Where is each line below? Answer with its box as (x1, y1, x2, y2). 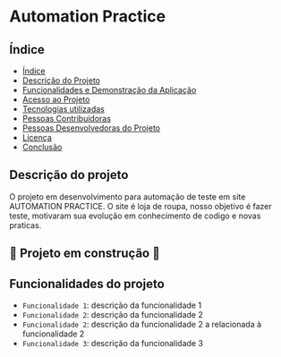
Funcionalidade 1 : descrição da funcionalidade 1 (21, 300, 202, 310)
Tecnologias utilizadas (21, 104, 105, 114)
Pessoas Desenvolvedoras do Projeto (21, 123, 161, 133)
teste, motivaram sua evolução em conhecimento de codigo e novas (9, 210, 261, 221)
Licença (21, 132, 52, 142)
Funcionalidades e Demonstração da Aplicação (21, 85, 197, 95)
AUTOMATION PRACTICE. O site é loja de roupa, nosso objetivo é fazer (9, 200, 273, 211)
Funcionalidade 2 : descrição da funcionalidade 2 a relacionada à (21, 319, 262, 330)
